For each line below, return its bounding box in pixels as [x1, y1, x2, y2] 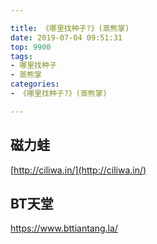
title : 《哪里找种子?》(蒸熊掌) [10, 23, 130, 33]
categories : [10, 79, 60, 90]
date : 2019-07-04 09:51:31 [10, 32, 123, 43]
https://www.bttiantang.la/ [10, 222, 118, 235]
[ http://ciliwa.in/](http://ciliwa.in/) [10, 164, 147, 176]
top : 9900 [10, 42, 52, 52]
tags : [10, 51, 33, 61]
